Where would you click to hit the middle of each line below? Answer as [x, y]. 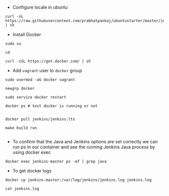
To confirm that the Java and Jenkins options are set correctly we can [85, 142]
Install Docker [27, 34]
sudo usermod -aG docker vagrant [40, 80]
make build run [21, 128]
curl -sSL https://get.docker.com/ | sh [48, 61]
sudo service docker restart [36, 97]
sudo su [13, 44]
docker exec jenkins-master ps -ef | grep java [56, 161]
